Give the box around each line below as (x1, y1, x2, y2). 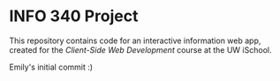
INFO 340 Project (9, 6, 139, 26)
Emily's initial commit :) (9, 62, 94, 72)
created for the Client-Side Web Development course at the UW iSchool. (9, 44, 272, 55)
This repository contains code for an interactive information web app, (9, 35, 261, 46)
